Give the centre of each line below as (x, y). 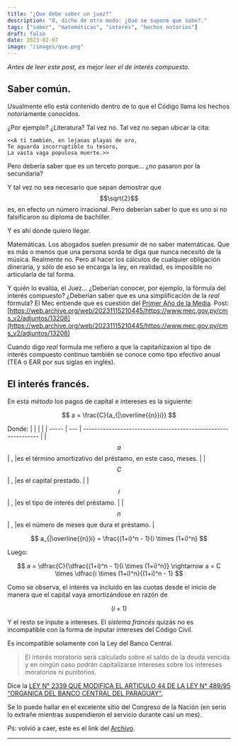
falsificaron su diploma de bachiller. (59, 217)
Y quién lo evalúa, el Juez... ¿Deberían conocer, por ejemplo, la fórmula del (117, 288)
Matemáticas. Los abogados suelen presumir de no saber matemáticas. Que (119, 244)
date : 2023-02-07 (33, 40)
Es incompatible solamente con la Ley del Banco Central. (90, 643)
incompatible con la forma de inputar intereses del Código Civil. (100, 629)
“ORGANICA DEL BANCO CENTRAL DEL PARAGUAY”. (85, 693)
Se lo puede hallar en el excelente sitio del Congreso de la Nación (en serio (117, 707)
